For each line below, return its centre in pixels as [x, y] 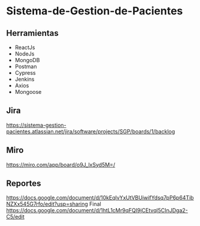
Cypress [25, 73]
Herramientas [32, 33]
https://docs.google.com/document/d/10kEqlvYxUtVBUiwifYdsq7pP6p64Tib [100, 198]
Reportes [24, 184]
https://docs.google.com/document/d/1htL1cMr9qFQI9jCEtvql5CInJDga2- [97, 210]
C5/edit [16, 217]
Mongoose [28, 92]
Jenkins [25, 79]
